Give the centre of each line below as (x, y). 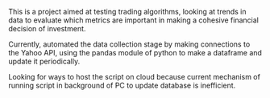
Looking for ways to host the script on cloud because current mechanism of (134, 77)
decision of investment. (47, 29)
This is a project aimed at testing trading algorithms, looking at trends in (127, 12)
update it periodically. (44, 61)
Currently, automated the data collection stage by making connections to (129, 44)
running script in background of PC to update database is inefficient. (122, 85)
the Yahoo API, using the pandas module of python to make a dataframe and (135, 53)
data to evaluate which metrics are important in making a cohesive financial (134, 20)
